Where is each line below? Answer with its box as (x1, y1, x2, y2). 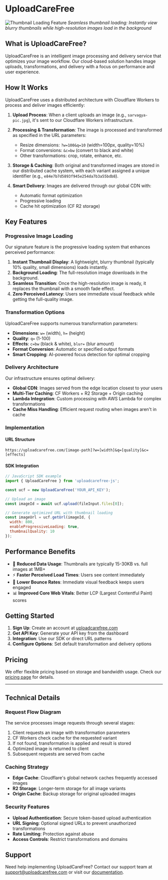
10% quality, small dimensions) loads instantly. (12, 264, 108, 270)
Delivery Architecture (5, 364, 59, 371)
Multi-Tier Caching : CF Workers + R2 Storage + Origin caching (12, 390, 143, 396)
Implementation (5, 424, 45, 431)
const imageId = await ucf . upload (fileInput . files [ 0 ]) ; (5, 501, 124, 506)
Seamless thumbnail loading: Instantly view (67, 20, 157, 26)
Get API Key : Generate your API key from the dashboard (12, 630, 128, 636)
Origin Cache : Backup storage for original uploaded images (12, 791, 136, 797)
